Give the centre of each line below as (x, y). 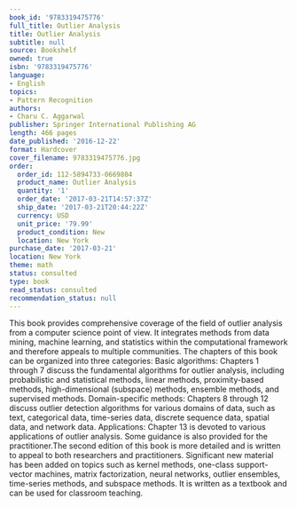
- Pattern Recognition (51, 100)
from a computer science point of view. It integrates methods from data (140, 333)
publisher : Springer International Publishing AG (103, 125)
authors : (25, 108)
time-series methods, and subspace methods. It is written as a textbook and (148, 484)
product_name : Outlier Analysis (77, 183)
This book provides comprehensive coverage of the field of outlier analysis (146, 323)
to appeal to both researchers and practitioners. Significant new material (141, 456)
